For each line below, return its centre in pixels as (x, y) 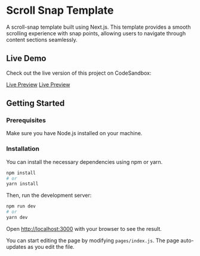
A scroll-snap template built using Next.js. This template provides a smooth (99, 27)
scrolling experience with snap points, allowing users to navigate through (96, 33)
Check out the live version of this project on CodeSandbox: (79, 73)
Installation (23, 149)
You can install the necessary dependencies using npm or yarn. (84, 161)
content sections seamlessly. (42, 39)
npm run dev (21, 206)
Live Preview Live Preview (38, 84)
